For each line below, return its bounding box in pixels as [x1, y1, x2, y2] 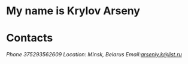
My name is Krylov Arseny [6, 4, 141, 18]
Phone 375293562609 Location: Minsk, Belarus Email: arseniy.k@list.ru [6, 51, 182, 58]
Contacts [6, 31, 53, 45]
